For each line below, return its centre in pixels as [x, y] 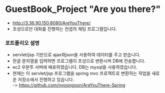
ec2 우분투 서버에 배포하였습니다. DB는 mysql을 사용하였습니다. [75, 67]
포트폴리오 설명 [22, 43]
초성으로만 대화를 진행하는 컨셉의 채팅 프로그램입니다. [64, 29]
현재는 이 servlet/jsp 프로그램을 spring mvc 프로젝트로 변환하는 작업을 [81, 74]
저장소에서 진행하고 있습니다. [46, 80]
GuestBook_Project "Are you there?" [83, 9]
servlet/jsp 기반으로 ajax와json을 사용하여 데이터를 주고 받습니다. [76, 55]
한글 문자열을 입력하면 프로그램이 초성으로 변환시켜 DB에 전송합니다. [79, 61]
